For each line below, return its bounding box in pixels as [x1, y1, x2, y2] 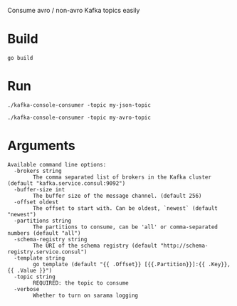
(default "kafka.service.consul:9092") [7, 179, 126, 187]
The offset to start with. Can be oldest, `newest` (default [33, 204, 218, 212]
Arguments [7, 138, 76, 154]
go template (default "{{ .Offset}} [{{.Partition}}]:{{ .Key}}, [33, 260, 231, 268]
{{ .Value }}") [7, 267, 53, 274]
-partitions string [14, 217, 72, 224]
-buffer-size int [14, 186, 65, 193]
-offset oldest [14, 199, 59, 206]
